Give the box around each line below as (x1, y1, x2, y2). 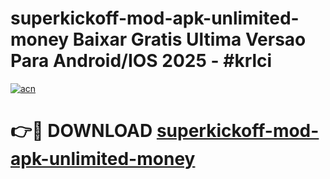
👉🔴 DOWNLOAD (10, 120, 153, 142)
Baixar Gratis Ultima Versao (72, 28, 307, 51)
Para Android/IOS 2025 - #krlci (10, 50, 273, 72)
